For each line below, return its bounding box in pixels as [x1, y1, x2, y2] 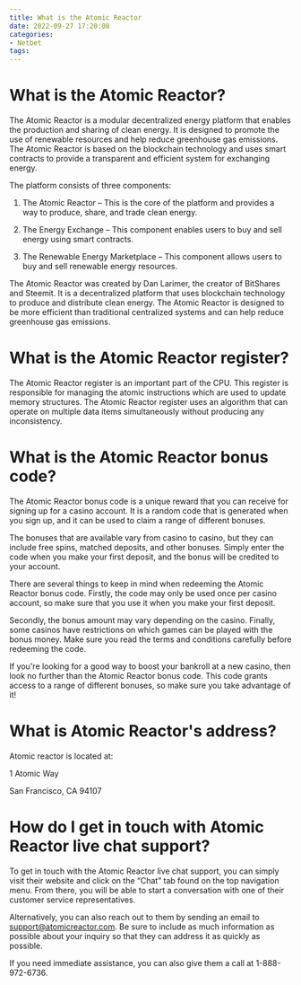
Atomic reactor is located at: [9, 751, 114, 761]
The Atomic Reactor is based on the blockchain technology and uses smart [9, 144, 287, 154]
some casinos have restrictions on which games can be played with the [9, 624, 273, 635]
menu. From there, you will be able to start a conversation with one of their [9, 884, 285, 895]
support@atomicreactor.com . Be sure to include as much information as [9, 921, 275, 932]
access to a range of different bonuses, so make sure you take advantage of [9, 680, 291, 690]
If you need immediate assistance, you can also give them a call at [9, 957, 254, 968]
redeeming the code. [9, 643, 87, 654]
